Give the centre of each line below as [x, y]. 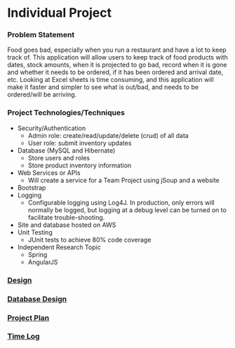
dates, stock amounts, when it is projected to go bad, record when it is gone [117, 65]
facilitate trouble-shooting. [66, 217]
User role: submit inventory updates [80, 143]
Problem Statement [41, 35]
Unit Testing [35, 232]
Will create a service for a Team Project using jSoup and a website [123, 180]
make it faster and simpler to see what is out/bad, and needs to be [103, 87]
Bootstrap [32, 188]
